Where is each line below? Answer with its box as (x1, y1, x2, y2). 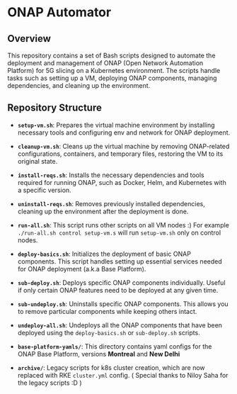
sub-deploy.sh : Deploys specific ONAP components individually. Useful (17, 278, 226, 287)
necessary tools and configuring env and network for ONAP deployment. (17, 128, 231, 137)
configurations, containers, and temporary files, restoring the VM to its (17, 150, 224, 158)
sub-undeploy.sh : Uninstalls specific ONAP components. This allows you (17, 299, 229, 308)
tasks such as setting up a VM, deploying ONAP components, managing (7, 74, 217, 82)
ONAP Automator (7, 4, 112, 21)
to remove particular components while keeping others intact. (17, 307, 197, 315)
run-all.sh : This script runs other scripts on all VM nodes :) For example (17, 220, 230, 229)
